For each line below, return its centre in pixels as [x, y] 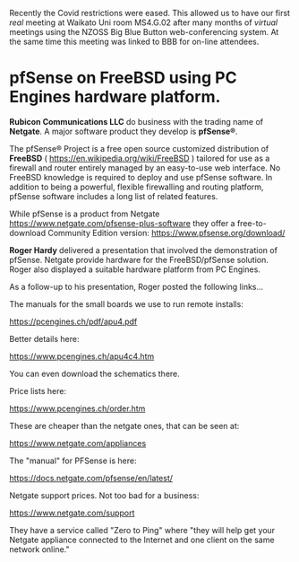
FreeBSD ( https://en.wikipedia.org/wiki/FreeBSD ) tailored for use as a [140, 158]
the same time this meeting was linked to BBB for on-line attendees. [134, 41]
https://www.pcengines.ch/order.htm [77, 408]
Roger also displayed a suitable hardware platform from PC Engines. [135, 269]
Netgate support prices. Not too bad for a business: [104, 495]
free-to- [252, 223]
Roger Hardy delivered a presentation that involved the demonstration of [143, 250]
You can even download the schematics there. [95, 373]
